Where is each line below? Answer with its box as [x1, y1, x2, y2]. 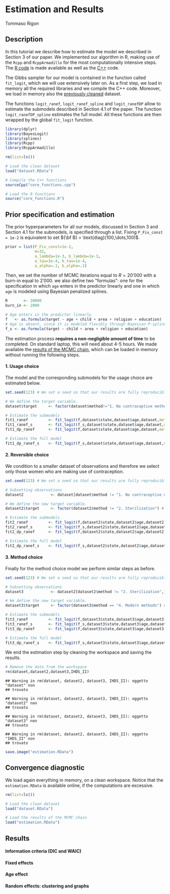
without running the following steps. [5, 352, 80, 358]
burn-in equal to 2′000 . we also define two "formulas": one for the [5, 278, 143, 284]
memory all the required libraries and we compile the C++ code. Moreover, [5, 85, 161, 91]
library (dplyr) [5, 126, 37, 131]
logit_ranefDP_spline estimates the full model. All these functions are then [5, 111, 162, 117]
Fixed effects [5, 859, 34, 866]
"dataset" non [5, 683, 35, 688]
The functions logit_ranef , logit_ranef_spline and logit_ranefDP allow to [5, 100, 161, 107]
